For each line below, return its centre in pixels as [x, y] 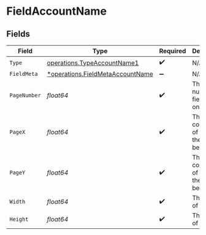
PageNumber [25, 95]
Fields [18, 34]
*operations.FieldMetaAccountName [100, 74]
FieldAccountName [57, 11]
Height [19, 219]
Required [173, 51]
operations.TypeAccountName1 [93, 62]
